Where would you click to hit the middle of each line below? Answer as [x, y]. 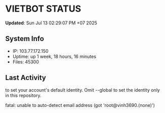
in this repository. [23, 95]
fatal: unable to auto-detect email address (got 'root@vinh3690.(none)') [80, 105]
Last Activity [26, 78]
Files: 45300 [26, 62]
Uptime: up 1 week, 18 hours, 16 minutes [54, 56]
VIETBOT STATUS [43, 9]
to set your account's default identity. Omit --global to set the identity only [83, 90]
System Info [25, 39]
